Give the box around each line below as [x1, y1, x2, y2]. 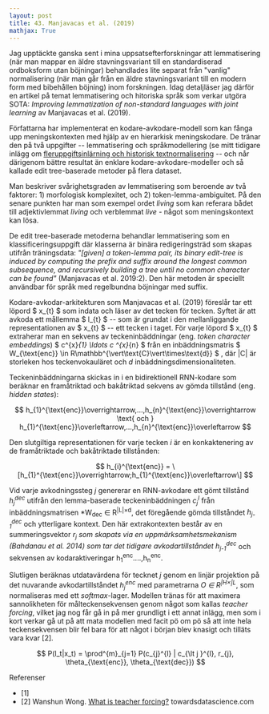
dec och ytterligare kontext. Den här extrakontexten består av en [11, 518, 223, 528]
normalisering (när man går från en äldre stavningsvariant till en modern [9, 74, 247, 84]
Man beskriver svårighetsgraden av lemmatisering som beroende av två [9, 182, 247, 191]
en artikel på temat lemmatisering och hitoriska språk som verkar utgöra [9, 91, 247, 101]
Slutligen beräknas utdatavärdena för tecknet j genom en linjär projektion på [9, 570, 259, 580]
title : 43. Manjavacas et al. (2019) [9, 19, 135, 27]
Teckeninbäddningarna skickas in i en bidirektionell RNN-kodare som [9, 373, 237, 383]
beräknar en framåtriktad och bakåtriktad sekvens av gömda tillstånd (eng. [9, 381, 255, 391]
